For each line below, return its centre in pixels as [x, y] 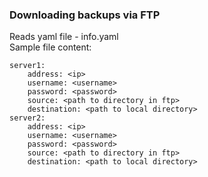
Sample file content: [50, 47]
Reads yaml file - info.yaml [64, 37]
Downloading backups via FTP [85, 15]
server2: [27, 118]
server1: [27, 66]
